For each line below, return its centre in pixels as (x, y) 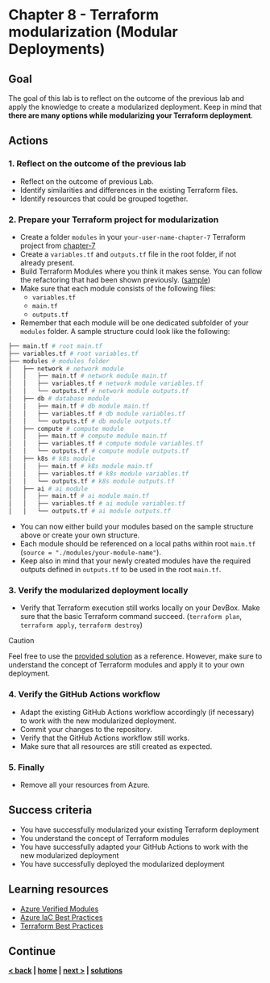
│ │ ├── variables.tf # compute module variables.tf (106, 444)
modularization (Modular (93, 32)
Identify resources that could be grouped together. (104, 199)
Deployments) (57, 49)
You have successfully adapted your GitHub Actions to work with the (134, 847)
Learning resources (58, 889)
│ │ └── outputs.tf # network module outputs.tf (99, 391)
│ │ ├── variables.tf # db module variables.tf (97, 413)
